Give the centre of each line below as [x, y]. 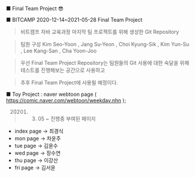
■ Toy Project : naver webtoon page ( [51, 94]
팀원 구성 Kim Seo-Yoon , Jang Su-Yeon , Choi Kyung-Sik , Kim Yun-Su [105, 44]
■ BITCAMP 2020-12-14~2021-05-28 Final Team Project [74, 20]
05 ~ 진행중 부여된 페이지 [67, 119]
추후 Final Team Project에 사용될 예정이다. [69, 82]
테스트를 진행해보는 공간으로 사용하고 [62, 70]
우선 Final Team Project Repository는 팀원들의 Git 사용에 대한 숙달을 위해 [105, 63]
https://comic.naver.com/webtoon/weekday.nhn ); [66, 100]
